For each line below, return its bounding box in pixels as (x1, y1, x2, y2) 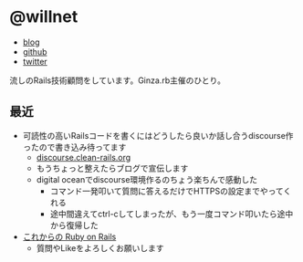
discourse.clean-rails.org (36, 152, 131, 162)
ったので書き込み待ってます (22, 141, 127, 152)
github (22, 46, 47, 57)
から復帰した (49, 219, 99, 230)
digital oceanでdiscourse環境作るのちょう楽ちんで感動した (36, 173, 258, 184)
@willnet (9, 6, 78, 27)
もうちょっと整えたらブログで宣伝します (36, 162, 189, 173)
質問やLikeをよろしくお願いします (36, 242, 164, 253)
